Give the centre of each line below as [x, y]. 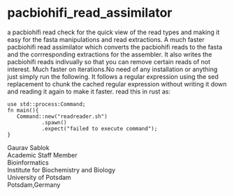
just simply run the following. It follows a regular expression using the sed [113, 76]
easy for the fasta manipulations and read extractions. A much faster [106, 39]
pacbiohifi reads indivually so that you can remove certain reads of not [109, 61]
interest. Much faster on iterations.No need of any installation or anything [112, 69]
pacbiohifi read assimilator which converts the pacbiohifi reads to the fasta [115, 47]
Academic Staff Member [43, 155]
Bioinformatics [28, 163]
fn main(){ [23, 110]
